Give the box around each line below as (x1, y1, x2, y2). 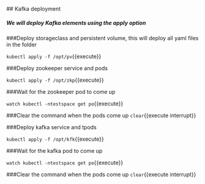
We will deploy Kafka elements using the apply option (6, 19, 146, 26)
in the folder (6, 41, 37, 48)
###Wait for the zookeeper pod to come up (6, 88, 116, 95)
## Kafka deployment (6, 5, 61, 12)
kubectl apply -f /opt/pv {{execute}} (6, 52, 102, 60)
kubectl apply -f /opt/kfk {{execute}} (6, 135, 104, 143)
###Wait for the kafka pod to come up (6, 147, 103, 154)
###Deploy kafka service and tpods (6, 123, 97, 130)
